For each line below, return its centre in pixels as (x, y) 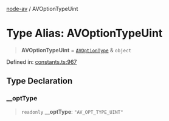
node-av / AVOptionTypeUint (42, 9)
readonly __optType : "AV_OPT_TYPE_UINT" (72, 111)
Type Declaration (40, 81)
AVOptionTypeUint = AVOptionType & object (76, 50)
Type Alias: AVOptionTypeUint (84, 33)
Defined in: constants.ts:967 (42, 62)
